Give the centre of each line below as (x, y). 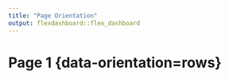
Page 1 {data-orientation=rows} (115, 63)
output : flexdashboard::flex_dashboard (74, 23)
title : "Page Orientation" (53, 16)
